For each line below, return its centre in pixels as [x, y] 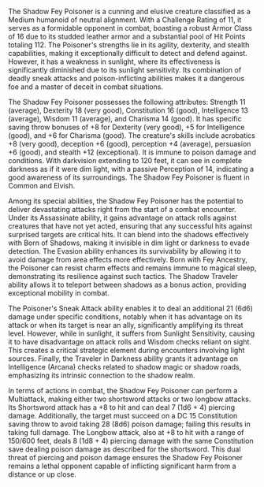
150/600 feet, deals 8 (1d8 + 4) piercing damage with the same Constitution [131, 441]
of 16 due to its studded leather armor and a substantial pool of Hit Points [127, 36]
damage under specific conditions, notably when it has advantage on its [125, 317]
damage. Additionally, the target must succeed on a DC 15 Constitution [123, 416]
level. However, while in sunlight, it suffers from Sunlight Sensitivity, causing [132, 333]
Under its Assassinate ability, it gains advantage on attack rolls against [123, 217]
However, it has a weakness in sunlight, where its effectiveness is [114, 61]
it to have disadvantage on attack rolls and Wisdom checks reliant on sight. [130, 342]
